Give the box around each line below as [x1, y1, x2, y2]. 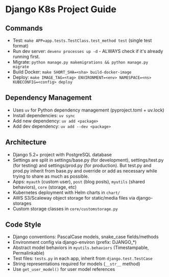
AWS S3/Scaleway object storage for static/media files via [12, 195, 135, 201]
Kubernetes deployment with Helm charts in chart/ [12, 189, 120, 196]
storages [12, 200, 32, 206]
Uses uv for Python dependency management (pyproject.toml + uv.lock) [12, 107, 164, 113]
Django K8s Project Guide [5, 4, 116, 15]
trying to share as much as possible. [12, 173, 89, 179]
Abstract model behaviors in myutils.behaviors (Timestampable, [12, 244, 149, 251]
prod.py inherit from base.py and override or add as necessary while [12, 168, 157, 174]
